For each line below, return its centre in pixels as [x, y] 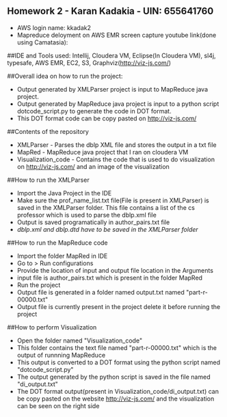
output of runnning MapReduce [61, 355]
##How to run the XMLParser [49, 180]
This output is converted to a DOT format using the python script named [119, 362]
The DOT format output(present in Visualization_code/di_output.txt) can [118, 391]
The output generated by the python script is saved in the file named [113, 377]
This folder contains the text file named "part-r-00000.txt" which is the [117, 347]
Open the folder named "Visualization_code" [79, 340]
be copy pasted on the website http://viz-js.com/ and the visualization [116, 399]
